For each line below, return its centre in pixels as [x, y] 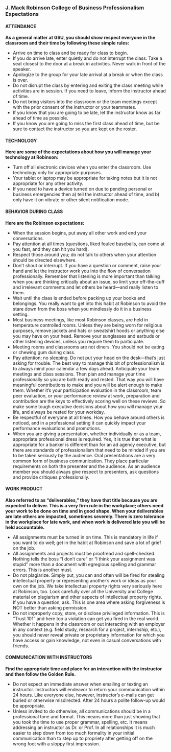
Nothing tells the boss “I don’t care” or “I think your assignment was [84, 559]
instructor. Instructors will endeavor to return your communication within [89, 689]
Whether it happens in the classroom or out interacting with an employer [89, 624]
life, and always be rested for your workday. [59, 412]
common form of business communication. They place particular [81, 461]
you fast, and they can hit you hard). [51, 249]
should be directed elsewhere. [44, 260]
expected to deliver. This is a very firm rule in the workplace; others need [84, 505]
